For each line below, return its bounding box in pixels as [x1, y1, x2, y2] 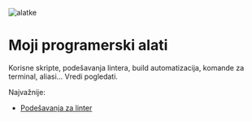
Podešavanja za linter [20, 102, 93, 113]
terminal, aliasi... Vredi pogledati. [8, 71, 118, 81]
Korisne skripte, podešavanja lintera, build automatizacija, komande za [8, 63, 245, 72]
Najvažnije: [8, 87, 46, 97]
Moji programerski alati [8, 37, 168, 54]
